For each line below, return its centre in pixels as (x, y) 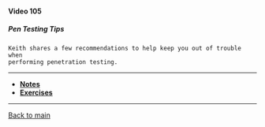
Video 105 (25, 11)
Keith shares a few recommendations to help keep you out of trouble (125, 48)
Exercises (36, 92)
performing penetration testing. (63, 62)
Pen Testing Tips (36, 29)
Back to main (30, 115)
